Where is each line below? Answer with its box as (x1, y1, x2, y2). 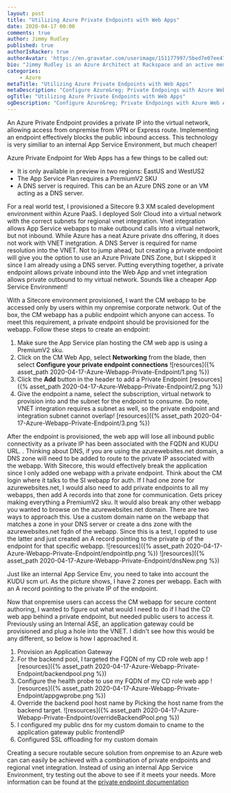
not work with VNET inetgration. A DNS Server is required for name (7, 239, 197, 247)
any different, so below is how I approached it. (7, 634, 139, 642)
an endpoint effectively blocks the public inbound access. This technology (7, 133, 218, 141)
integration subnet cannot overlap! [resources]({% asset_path (16, 411, 192, 420)
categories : (7, 67, 41, 74)
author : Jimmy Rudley (7, 36, 69, 43)
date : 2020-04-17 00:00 (7, 23, 76, 30)
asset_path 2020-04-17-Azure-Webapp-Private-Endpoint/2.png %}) (30, 382, 223, 391)
